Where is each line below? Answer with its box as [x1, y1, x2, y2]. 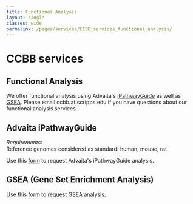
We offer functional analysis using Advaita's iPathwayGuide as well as [6, 92, 181, 100]
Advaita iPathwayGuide [6, 123, 97, 133]
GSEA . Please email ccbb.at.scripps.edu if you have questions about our [6, 98, 188, 106]
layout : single [6, 15, 45, 21]
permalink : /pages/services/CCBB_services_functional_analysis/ [6, 25, 172, 32]
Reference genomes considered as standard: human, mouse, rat [6, 145, 167, 152]
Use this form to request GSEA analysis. [6, 191, 106, 198]
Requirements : [6, 139, 42, 146]
